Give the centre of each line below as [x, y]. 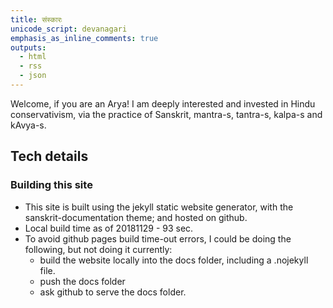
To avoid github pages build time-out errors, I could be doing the [158, 238]
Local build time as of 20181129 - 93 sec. [109, 228]
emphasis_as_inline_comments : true [84, 38]
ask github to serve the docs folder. [113, 292]
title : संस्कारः [36, 19]
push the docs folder [82, 281]
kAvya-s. [28, 125]
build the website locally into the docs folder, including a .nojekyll [174, 260]
